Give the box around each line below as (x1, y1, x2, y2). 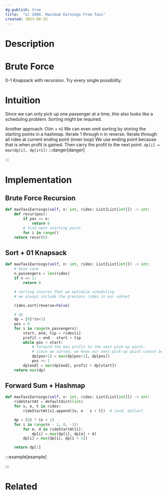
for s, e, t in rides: (14, 404, 61, 409)
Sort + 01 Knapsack (5, 248, 67, 257)
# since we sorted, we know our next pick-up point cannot (31, 349, 157, 354)
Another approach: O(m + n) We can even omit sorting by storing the (5, 126, 146, 132)
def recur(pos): (14, 212, 48, 217)
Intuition (5, 95, 41, 106)
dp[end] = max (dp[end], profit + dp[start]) (23, 363, 117, 368)
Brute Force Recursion (5, 194, 76, 202)
